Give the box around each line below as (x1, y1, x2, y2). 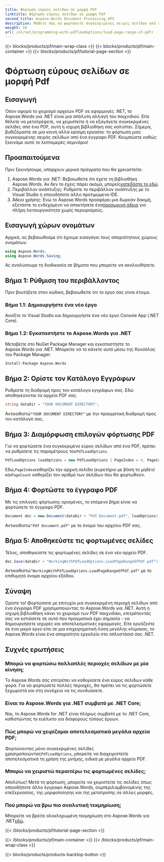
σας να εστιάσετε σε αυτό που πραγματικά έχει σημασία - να (5, 616, 130, 622)
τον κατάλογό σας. (5, 416, 44, 422)
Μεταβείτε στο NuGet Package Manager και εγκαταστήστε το (5, 341, 130, 347)
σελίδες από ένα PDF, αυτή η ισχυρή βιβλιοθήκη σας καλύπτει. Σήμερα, (5, 124, 152, 129)
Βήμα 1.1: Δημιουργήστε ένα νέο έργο (5, 301, 97, 308)
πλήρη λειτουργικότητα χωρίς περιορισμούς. (12, 207, 104, 213)
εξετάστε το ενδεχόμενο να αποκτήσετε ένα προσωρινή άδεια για (12, 202, 146, 208)
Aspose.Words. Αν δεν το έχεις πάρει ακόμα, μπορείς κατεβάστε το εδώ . (12, 181, 159, 187)
